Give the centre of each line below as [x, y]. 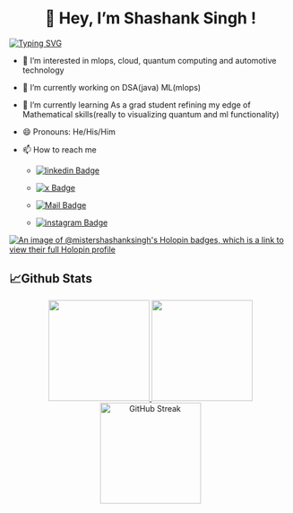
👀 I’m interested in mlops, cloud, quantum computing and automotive [149, 60]
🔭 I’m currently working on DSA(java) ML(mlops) [112, 87]
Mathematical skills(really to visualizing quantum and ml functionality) [151, 114]
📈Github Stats [51, 278]
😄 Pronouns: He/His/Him [69, 131]
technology [43, 70]
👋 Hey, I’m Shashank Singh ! [151, 18]
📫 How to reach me [59, 149]
